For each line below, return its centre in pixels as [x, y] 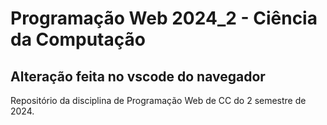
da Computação [78, 39]
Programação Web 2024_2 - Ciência [164, 18]
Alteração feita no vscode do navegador [138, 76]
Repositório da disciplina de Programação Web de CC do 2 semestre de [158, 100]
